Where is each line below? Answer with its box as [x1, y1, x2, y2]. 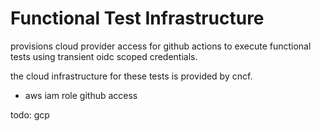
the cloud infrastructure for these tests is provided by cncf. [10, 70, 253, 82]
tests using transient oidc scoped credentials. [10, 50, 198, 62]
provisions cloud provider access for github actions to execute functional [10, 40, 312, 52]
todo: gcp [10, 108, 50, 121]
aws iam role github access [24, 89, 138, 101]
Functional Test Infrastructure [10, 7, 265, 30]
